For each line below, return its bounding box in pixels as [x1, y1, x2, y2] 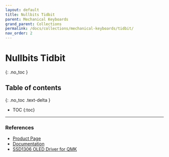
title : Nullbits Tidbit [5, 12, 55, 17]
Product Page [12, 135, 41, 141]
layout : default [5, 7, 39, 13]
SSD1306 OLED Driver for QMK [12, 146, 77, 152]
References [5, 124, 34, 131]
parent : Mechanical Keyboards [5, 17, 69, 22]
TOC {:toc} [12, 107, 35, 113]
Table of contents [5, 84, 61, 92]
